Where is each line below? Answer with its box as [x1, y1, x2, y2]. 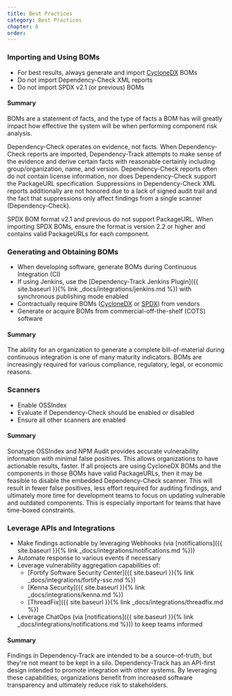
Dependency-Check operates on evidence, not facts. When [7, 142, 177, 151]
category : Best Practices [7, 17, 82, 24]
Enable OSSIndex [17, 400, 67, 409]
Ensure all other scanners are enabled [17, 416, 126, 424]
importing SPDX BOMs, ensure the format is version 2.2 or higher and [7, 222, 206, 230]
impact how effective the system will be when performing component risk [7, 121, 217, 130]
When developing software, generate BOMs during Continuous [17, 263, 197, 271]
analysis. [7, 129, 33, 137]
